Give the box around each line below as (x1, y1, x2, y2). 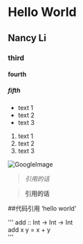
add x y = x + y (8, 226, 51, 234)
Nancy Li (8, 32, 47, 44)
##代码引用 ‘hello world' (8, 204, 77, 213)
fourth (8, 70, 27, 79)
